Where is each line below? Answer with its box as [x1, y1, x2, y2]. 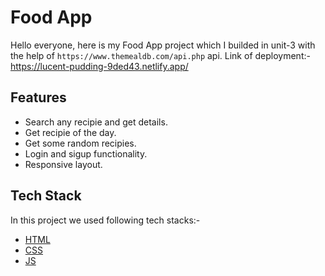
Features [10, 89, 67, 106]
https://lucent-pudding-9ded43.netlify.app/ [10, 60, 189, 72]
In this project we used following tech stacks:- [10, 214, 201, 226]
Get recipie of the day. [24, 126, 117, 138]
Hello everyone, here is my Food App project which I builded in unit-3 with [10, 39, 316, 51]
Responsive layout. [24, 158, 103, 170]
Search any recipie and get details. [24, 116, 168, 128]
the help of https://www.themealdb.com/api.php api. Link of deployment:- [10, 49, 311, 61]
